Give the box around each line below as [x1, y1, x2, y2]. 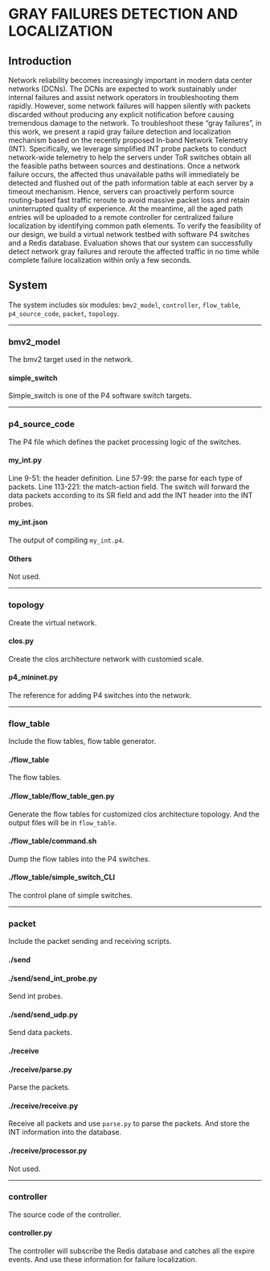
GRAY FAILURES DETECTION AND [8, 5, 239, 23]
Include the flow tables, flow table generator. [8, 737, 157, 746]
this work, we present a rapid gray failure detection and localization [8, 127, 231, 136]
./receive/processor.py [8, 1145, 88, 1155]
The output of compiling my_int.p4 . [8, 535, 125, 545]
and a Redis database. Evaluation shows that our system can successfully [8, 239, 253, 247]
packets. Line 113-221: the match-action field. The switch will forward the [8, 481, 250, 492]
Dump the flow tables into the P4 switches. [8, 854, 151, 863]
